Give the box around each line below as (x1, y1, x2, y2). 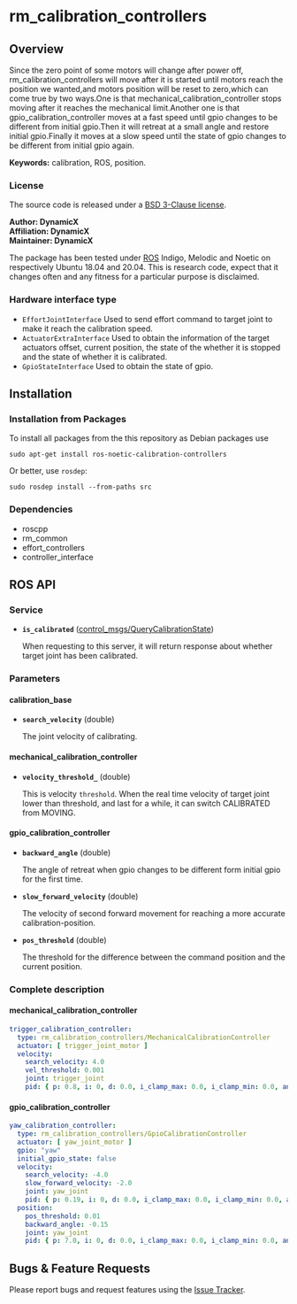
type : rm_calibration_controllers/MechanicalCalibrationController (17, 1033, 271, 1042)
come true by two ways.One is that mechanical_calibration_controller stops (9, 93, 282, 104)
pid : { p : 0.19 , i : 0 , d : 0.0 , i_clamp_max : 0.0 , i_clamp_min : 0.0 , (25, 1195, 283, 1204)
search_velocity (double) (21, 714, 115, 725)
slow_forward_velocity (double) (21, 891, 139, 901)
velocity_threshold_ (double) (21, 771, 131, 782)
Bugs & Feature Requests (9, 1261, 150, 1276)
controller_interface (21, 552, 95, 562)
